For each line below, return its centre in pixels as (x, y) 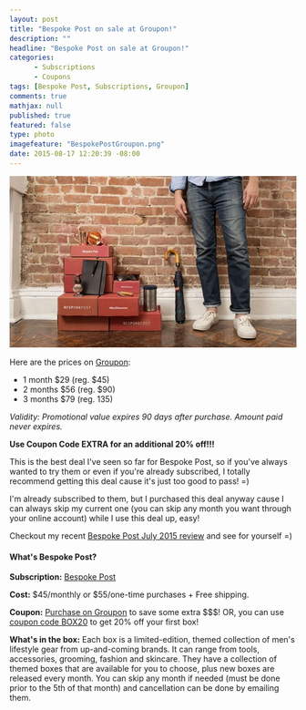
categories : (32, 58)
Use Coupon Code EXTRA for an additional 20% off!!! (112, 444)
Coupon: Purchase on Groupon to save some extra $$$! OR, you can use (147, 612)
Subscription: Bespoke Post (63, 577)
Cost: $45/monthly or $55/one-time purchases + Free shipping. (129, 595)
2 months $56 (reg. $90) (69, 389)
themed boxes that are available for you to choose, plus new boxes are (142, 669)
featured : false (40, 125)
